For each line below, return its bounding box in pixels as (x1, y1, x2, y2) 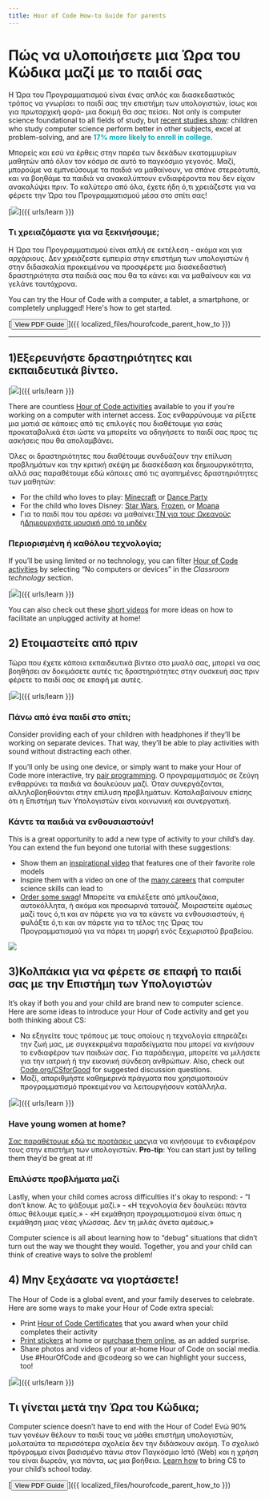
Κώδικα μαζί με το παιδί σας (8, 63, 203, 81)
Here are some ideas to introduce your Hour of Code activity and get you (8, 1007, 250, 1017)
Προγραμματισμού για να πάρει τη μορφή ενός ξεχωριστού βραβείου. (19, 926, 254, 936)
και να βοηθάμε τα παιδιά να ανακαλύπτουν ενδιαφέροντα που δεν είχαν (8, 173, 255, 183)
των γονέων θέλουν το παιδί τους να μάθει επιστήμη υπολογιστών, (8, 1430, 234, 1440)
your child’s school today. (8, 1465, 93, 1474)
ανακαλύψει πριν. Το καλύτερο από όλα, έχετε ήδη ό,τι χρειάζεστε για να (8, 182, 256, 191)
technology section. (8, 573, 74, 582)
